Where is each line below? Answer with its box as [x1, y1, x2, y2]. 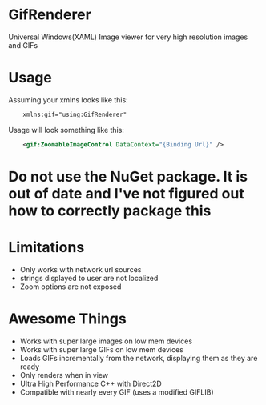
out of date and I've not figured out [8, 184, 244, 202]
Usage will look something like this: [8, 125, 124, 134]
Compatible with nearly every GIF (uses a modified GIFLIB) [19, 387, 214, 397]
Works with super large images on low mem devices [19, 336, 193, 346]
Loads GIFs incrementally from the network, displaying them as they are [19, 353, 258, 363]
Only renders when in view [19, 370, 109, 379]
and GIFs [8, 40, 38, 50]
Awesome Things [8, 310, 127, 327]
